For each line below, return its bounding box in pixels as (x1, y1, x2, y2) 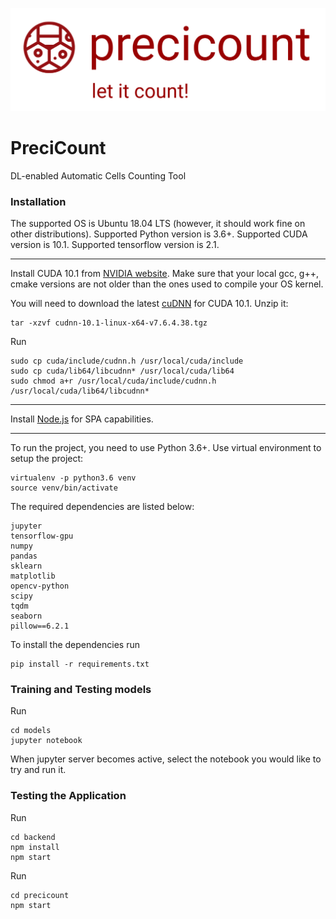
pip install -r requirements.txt (10, 659, 150, 670)
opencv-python (10, 581, 70, 592)
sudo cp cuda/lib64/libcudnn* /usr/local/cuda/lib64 (10, 366, 235, 377)
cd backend (10, 832, 56, 842)
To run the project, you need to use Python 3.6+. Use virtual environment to (10, 442, 322, 454)
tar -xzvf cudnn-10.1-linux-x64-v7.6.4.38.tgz (10, 318, 208, 328)
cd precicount (10, 890, 70, 900)
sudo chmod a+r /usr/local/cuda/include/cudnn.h (10, 376, 217, 387)
